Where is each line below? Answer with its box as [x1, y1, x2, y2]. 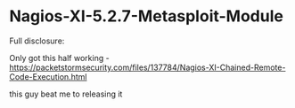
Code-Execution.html [9, 71, 87, 81]
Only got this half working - [9, 52, 110, 63]
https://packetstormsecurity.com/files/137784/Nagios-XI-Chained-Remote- [9, 62, 286, 73]
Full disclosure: [9, 35, 65, 46]
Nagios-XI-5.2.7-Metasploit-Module [9, 6, 283, 27]
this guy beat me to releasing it [9, 89, 123, 99]
